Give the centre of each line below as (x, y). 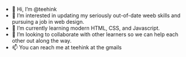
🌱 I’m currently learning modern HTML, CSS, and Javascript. (86, 28)
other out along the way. (42, 41)
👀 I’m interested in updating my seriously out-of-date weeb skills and (96, 15)
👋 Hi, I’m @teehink (34, 9)
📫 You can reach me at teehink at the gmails (67, 47)
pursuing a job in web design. (48, 22)
